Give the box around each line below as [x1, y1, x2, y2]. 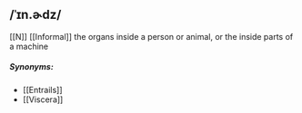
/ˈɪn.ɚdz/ [9, 7, 62, 23]
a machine [9, 41, 49, 52]
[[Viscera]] [22, 94, 64, 105]
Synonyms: [9, 61, 55, 72]
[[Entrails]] [22, 84, 63, 95]
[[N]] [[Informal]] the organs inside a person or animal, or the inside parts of [9, 31, 294, 42]
